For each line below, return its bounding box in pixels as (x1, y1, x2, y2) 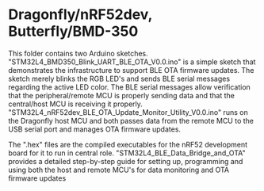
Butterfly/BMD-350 (8, 22, 139, 40)
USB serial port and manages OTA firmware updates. (8, 124, 181, 134)
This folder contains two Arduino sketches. (8, 48, 148, 58)
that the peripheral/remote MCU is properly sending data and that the (8, 90, 235, 100)
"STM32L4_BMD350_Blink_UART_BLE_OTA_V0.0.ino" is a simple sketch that (8, 57, 256, 67)
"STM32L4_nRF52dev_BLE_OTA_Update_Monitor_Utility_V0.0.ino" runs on (8, 107, 248, 117)
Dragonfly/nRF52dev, (8, 6, 153, 24)
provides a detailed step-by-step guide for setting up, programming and (8, 156, 243, 166)
